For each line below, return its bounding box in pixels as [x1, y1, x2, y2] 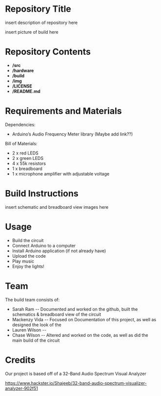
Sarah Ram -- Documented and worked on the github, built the [12, 306, 138, 312]
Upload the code [12, 253, 46, 259]
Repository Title [5, 3, 72, 15]
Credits [5, 354, 36, 365]
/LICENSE [12, 83, 33, 89]
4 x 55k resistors [12, 160, 46, 166]
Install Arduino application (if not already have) [12, 248, 106, 254]
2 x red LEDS [12, 150, 39, 156]
